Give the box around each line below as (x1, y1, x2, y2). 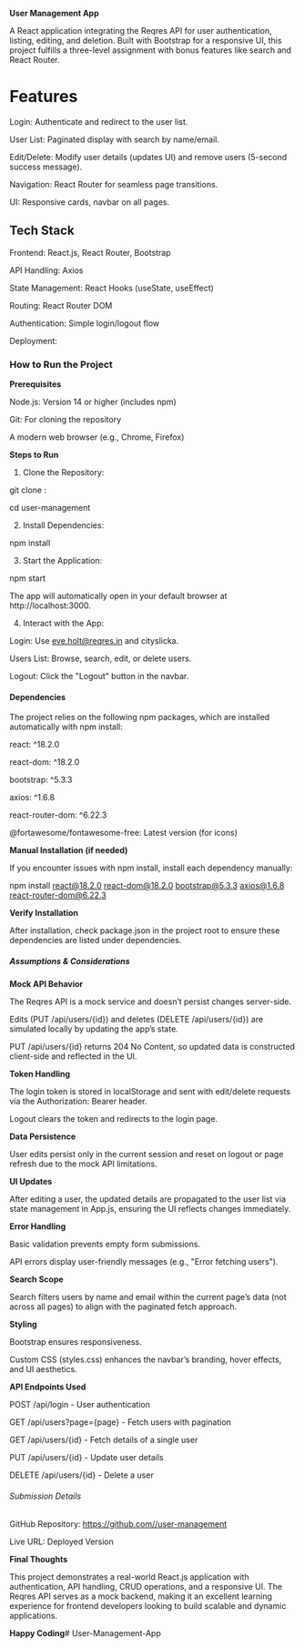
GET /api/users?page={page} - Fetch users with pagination (9, 1417, 232, 1428)
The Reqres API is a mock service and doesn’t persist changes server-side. (9, 996, 292, 1007)
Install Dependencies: (22, 520, 105, 531)
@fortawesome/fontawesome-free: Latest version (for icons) (9, 828, 238, 839)
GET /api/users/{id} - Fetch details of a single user (9, 1434, 198, 1446)
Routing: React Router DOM (9, 300, 113, 310)
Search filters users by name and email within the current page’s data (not (9, 1292, 287, 1303)
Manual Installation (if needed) (9, 845, 128, 856)
